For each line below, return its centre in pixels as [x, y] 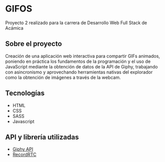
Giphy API [23, 149]
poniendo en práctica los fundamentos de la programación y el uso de [78, 61]
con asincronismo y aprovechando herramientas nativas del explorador [79, 72]
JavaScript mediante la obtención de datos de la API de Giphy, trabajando [81, 66]
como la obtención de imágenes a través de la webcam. [63, 77]
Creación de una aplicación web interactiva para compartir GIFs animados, [82, 56]
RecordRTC [24, 154]
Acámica [14, 28]
